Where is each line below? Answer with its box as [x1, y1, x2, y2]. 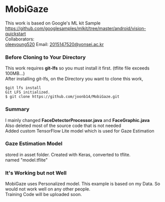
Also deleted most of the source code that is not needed [5, 122, 121, 128]
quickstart [5, 30, 26, 36]
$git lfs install [5, 85, 41, 90]
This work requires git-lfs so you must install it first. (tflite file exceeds [5, 65, 150, 71]
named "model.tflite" [5, 156, 48, 163]
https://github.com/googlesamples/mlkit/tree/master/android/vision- [5, 25, 146, 31]
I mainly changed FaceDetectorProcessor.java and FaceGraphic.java [5, 117, 150, 123]
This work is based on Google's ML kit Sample [5, 20, 101, 26]
